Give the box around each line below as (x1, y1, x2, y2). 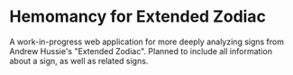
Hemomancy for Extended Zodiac (9, 6, 266, 27)
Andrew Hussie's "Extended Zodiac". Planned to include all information (9, 45, 273, 56)
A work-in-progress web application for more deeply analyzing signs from (9, 36, 284, 47)
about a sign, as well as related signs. (9, 55, 149, 66)
